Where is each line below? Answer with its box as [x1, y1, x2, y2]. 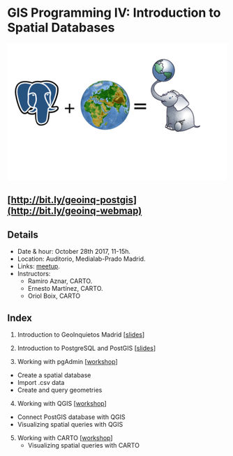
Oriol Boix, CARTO [27, 291, 81, 301]
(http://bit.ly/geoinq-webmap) [7, 205, 142, 217]
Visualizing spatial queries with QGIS [17, 420, 123, 428]
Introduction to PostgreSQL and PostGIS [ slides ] [17, 344, 156, 352]
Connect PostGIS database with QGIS [17, 413, 126, 421]
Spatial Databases [7, 20, 115, 36]
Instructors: [17, 270, 51, 278]
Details [7, 229, 38, 241]
